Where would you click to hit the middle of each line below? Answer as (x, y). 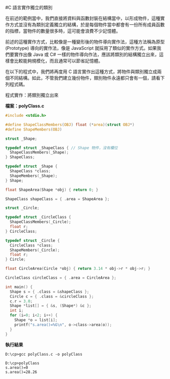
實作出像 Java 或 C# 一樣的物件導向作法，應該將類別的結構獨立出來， (87, 54)
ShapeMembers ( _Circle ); (35, 250)
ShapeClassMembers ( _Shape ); (39, 152)
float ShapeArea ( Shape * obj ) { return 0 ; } (52, 189)
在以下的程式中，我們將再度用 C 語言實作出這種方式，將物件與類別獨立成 (81, 72)
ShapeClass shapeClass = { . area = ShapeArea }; (57, 199)
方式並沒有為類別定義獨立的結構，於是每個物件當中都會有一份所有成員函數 (87, 25)
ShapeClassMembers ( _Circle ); (40, 222)
